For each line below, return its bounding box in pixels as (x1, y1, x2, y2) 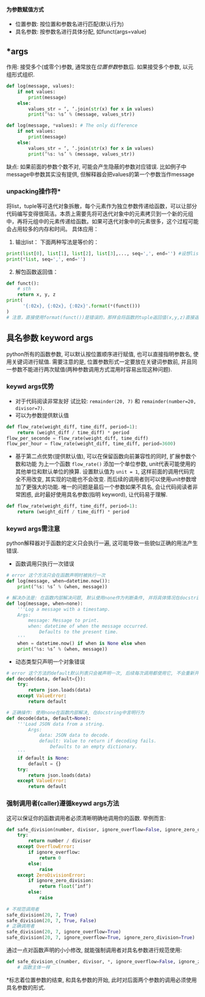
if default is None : (17, 755, 70, 761)
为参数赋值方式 (6, 6, 44, 13)
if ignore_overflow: (28, 850, 81, 856)
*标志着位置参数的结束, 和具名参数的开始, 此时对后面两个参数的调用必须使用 (6, 976, 197, 984)
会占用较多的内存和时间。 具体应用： (6, 225, 99, 233)
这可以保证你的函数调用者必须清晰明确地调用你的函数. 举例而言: (6, 814, 167, 821)
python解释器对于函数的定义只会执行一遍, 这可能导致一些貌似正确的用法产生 (6, 539, 198, 547)
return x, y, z (17, 291, 56, 298)
